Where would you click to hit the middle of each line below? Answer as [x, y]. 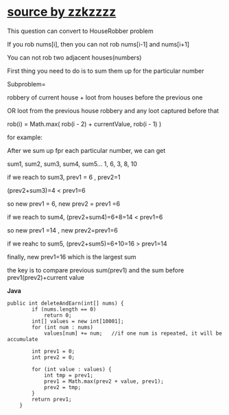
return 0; [58, 315]
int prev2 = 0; [53, 357]
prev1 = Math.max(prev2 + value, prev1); [104, 381]
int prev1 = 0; [53, 351]
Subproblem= [26, 84]
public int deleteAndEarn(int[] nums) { [66, 303]
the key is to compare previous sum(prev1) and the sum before [96, 270]
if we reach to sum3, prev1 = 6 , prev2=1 [64, 177]
